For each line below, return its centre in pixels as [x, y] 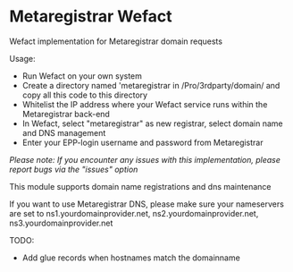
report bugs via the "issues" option [74, 169]
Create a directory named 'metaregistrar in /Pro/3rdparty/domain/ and [151, 85]
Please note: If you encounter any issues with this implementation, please [145, 159]
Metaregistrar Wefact [91, 17]
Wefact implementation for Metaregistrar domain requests [116, 41]
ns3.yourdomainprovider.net [61, 223]
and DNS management [64, 132]
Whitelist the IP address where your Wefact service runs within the [145, 104]
